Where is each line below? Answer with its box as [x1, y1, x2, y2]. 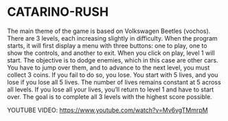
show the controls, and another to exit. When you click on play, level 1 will [7, 49, 215, 57]
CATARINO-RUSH [7, 4, 109, 20]
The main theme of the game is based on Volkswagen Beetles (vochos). [7, 27, 211, 35]
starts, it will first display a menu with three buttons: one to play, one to [7, 41, 207, 49]
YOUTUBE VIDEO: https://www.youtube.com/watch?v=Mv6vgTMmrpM [7, 106, 208, 114]
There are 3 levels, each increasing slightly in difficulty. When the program [7, 34, 218, 42]
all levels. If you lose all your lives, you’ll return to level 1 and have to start [7, 85, 214, 93]
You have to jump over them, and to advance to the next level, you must [7, 63, 210, 71]
